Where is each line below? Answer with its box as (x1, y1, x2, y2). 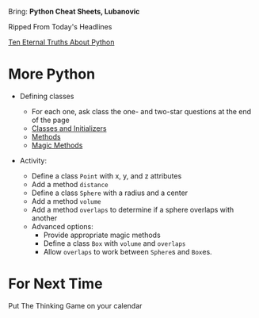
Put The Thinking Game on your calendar (8, 301, 143, 310)
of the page (31, 115, 70, 125)
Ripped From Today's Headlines (8, 22, 112, 31)
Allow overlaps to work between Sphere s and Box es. (43, 247, 212, 256)
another (31, 213, 58, 223)
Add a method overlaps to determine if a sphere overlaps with (31, 205, 234, 214)
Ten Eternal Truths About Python (8, 37, 115, 47)
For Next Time (8, 275, 103, 293)
